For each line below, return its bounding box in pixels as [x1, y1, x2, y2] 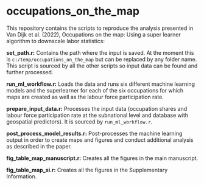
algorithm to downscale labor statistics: [6, 37, 105, 44]
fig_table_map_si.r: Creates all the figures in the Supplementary [6, 166, 168, 173]
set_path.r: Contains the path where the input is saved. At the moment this [6, 49, 194, 56]
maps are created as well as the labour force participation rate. [6, 93, 164, 100]
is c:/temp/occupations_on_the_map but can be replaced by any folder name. [6, 55, 197, 63]
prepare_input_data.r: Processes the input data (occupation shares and [6, 105, 188, 112]
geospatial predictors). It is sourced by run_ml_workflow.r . [6, 117, 153, 125]
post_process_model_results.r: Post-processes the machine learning [6, 130, 183, 137]
